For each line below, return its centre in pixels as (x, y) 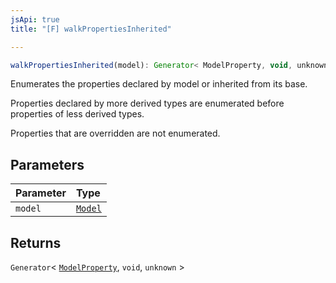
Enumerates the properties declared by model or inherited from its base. (159, 84)
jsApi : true (35, 19)
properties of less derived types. (77, 114)
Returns (36, 242)
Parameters (47, 164)
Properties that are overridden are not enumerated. (115, 133)
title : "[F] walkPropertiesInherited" (91, 29)
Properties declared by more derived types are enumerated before (147, 103)
